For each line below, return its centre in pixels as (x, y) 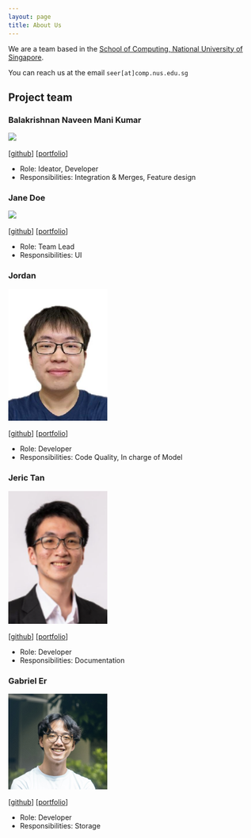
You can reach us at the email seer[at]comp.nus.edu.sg (98, 72)
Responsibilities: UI (51, 255)
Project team (40, 97)
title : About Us (35, 25)
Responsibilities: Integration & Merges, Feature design (108, 178)
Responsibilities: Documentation (72, 660)
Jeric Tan (27, 478)
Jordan (22, 276)
